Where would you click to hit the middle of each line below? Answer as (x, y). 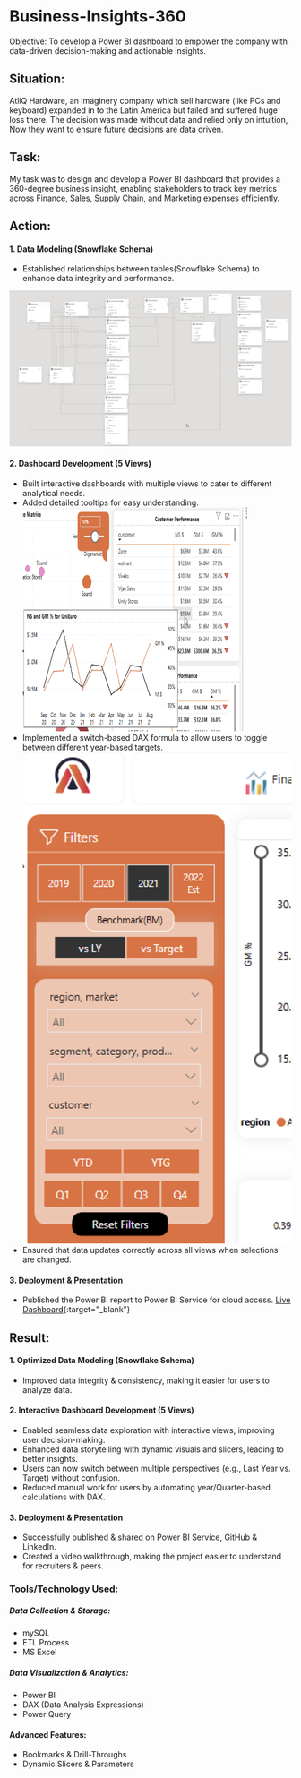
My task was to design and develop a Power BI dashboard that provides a (145, 179)
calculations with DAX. (64, 1497)
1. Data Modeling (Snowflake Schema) (82, 249)
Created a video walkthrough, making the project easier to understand (152, 1557)
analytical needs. (54, 493)
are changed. (47, 1259)
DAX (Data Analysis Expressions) (83, 1705)
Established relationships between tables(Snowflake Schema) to (141, 269)
